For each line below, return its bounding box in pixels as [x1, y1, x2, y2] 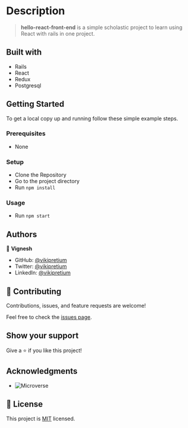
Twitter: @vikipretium [14, 263, 67, 270]
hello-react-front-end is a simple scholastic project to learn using [20, 24, 183, 31]
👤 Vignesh [6, 245, 33, 253]
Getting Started [6, 99, 65, 109]
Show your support [6, 331, 79, 341]
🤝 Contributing [6, 286, 62, 296]
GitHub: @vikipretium [14, 257, 67, 264]
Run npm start [14, 212, 50, 219]
